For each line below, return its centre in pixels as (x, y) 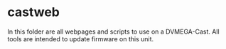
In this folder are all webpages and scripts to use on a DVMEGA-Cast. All (113, 31)
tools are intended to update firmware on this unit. (81, 38)
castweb (34, 12)
